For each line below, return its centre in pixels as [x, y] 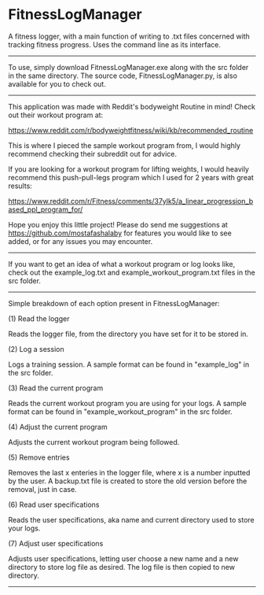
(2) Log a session [36, 349]
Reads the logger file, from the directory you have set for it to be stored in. [128, 334]
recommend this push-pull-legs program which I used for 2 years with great [131, 177]
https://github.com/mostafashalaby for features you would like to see [120, 233]
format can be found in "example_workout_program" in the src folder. [121, 412]
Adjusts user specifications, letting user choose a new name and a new [123, 558]
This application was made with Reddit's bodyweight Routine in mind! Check [132, 106]
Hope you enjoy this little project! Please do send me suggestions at [118, 224]
